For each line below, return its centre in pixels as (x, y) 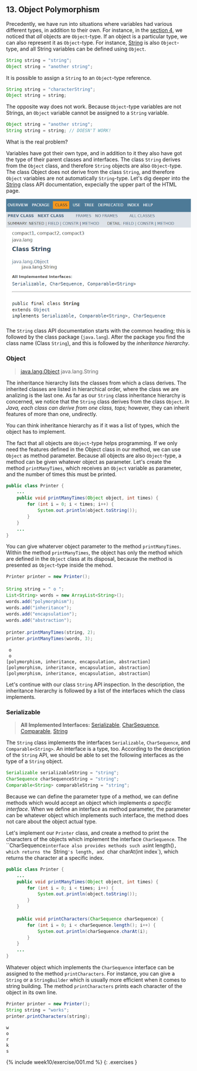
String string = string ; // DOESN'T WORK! (59, 131)
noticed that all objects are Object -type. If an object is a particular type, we (97, 36)
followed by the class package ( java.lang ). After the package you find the (95, 337)
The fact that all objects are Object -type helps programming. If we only (92, 443)
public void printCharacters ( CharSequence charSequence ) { (90, 919)
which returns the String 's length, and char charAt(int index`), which (92, 851)
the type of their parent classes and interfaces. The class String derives (93, 160)
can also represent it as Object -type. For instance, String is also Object (91, 42)
